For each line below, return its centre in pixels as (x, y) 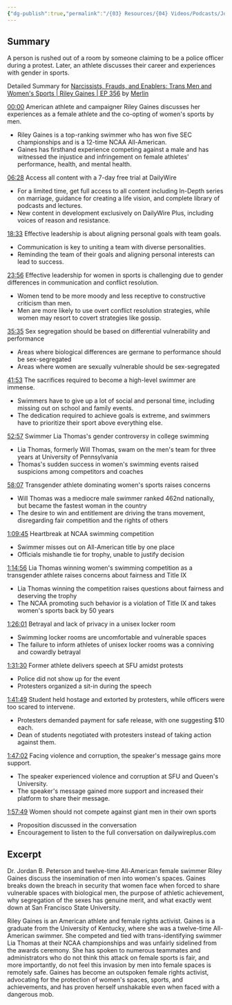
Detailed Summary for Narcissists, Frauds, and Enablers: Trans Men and (109, 86)
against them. (37, 743)
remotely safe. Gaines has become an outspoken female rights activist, (108, 973)
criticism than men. (45, 303)
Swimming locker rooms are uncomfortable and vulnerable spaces (112, 638)
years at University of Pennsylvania (68, 457)
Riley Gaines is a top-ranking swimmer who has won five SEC (104, 135)
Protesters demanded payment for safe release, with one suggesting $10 (121, 720)
